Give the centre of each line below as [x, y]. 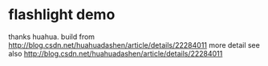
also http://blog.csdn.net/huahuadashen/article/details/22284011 [116, 53]
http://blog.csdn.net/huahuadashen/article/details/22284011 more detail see [134, 45]
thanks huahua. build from [51, 37]
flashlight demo [62, 15]
